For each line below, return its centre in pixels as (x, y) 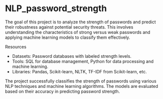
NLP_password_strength (56, 8)
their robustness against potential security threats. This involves (69, 27)
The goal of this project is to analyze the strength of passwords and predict (81, 22)
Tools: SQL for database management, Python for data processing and (83, 61)
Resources (16, 47)
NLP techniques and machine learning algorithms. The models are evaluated (81, 86)
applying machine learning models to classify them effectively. (68, 37)
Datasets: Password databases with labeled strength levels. (72, 56)
